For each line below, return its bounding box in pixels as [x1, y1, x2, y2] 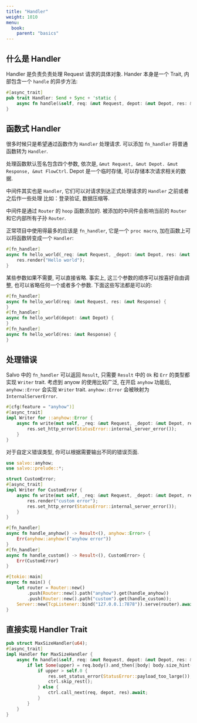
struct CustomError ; [6, 476, 57, 482]
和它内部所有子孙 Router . [6, 215, 66, 222]
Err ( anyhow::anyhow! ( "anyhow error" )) [16, 536, 111, 542]
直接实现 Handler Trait [6, 624, 88, 634]
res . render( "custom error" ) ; [27, 498, 98, 504]
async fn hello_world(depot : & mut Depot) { [6, 315, 114, 321]
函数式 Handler [6, 124, 61, 134]
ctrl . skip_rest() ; [47, 679, 93, 685]
